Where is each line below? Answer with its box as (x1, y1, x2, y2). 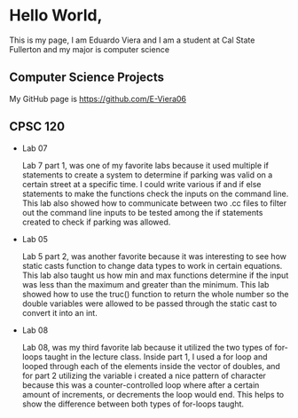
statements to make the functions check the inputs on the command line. (21, 188, 289, 199)
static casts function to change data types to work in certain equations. (21, 260, 283, 271)
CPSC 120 (9, 119, 65, 134)
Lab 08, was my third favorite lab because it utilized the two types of (21, 342, 273, 352)
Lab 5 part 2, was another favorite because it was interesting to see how (21, 250, 286, 262)
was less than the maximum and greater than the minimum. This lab (21, 279, 270, 289)
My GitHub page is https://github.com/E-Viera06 (9, 93, 187, 104)
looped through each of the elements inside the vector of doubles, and (21, 360, 281, 371)
